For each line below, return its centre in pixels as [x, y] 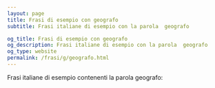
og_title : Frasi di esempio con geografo [68, 38]
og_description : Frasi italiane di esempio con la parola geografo [107, 45]
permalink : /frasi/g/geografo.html [58, 58]
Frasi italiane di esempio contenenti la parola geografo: [85, 77]
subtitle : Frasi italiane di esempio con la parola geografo [98, 26]
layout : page [26, 13]
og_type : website [32, 52]
